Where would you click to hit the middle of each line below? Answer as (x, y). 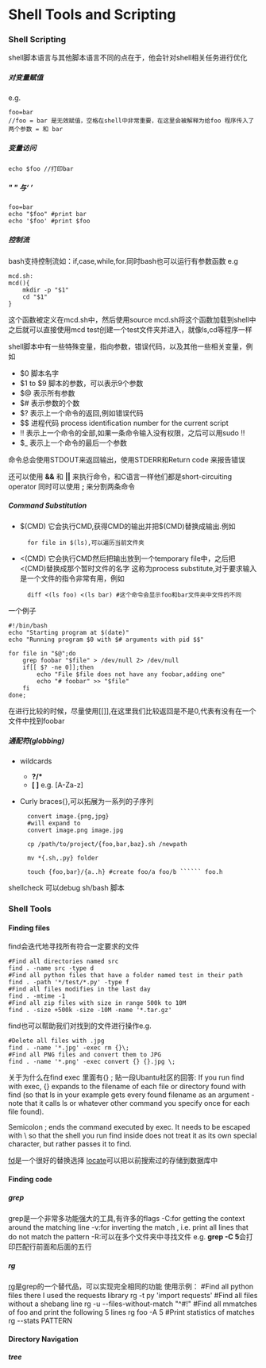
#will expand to (54, 824)
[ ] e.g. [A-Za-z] (57, 785)
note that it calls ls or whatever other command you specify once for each (129, 1103)
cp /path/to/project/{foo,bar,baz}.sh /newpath (108, 844)
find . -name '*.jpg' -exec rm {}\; (69, 1048)
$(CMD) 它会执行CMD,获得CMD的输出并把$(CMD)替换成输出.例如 (127, 527)
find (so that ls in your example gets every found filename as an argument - (131, 1095)
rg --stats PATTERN (40, 1320)
